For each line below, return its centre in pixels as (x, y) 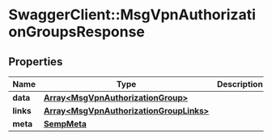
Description (240, 84)
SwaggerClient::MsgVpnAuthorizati (132, 15)
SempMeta (65, 124)
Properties (36, 62)
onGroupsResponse (77, 32)
